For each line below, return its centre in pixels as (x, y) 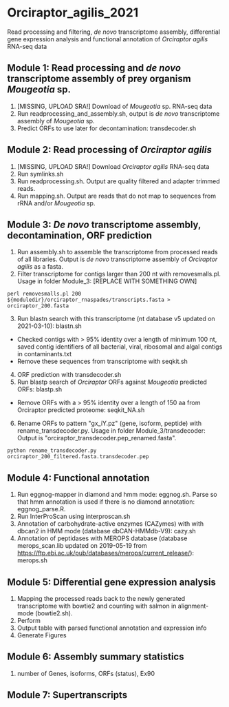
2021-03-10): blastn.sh (50, 326)
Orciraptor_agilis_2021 (73, 13)
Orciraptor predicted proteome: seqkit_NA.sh (81, 410)
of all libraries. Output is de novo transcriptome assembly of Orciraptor (117, 259)
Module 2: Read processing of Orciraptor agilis (109, 150)
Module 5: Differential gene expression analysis (112, 582)
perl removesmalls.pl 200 (44, 294)
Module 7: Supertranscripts (67, 695)
